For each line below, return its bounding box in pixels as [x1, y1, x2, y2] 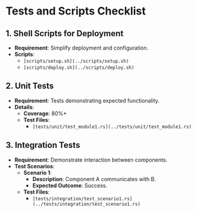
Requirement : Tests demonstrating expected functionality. [14, 97, 160, 104]
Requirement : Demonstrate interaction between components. [14, 156, 168, 164]
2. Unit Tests [5, 81, 54, 91]
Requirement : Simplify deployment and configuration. [14, 44, 149, 51]
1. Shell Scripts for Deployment [5, 28, 124, 39]
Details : [14, 103, 34, 110]
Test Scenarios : [14, 162, 55, 170]
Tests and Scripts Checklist [5, 4, 146, 18]
